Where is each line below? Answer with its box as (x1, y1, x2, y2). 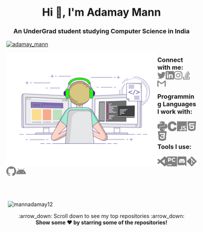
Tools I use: (157, 142, 192, 150)
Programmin (157, 92, 195, 100)
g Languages (157, 100, 196, 108)
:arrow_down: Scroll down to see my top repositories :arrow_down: (18, 212, 185, 219)
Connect (157, 56, 183, 64)
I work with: (157, 107, 193, 115)
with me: (157, 63, 184, 72)
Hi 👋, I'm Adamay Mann (42, 5, 161, 19)
